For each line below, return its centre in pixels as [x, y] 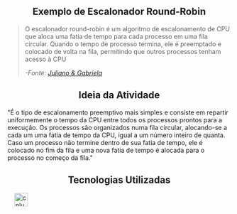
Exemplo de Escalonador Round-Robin [119, 12]
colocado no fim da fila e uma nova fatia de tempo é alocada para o [106, 150]
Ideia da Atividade [119, 95]
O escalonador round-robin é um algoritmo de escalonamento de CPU [127, 28]
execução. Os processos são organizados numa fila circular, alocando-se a [117, 127]
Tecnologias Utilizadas [119, 180]
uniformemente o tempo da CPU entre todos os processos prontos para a [115, 119]
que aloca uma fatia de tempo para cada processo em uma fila [116, 36]
